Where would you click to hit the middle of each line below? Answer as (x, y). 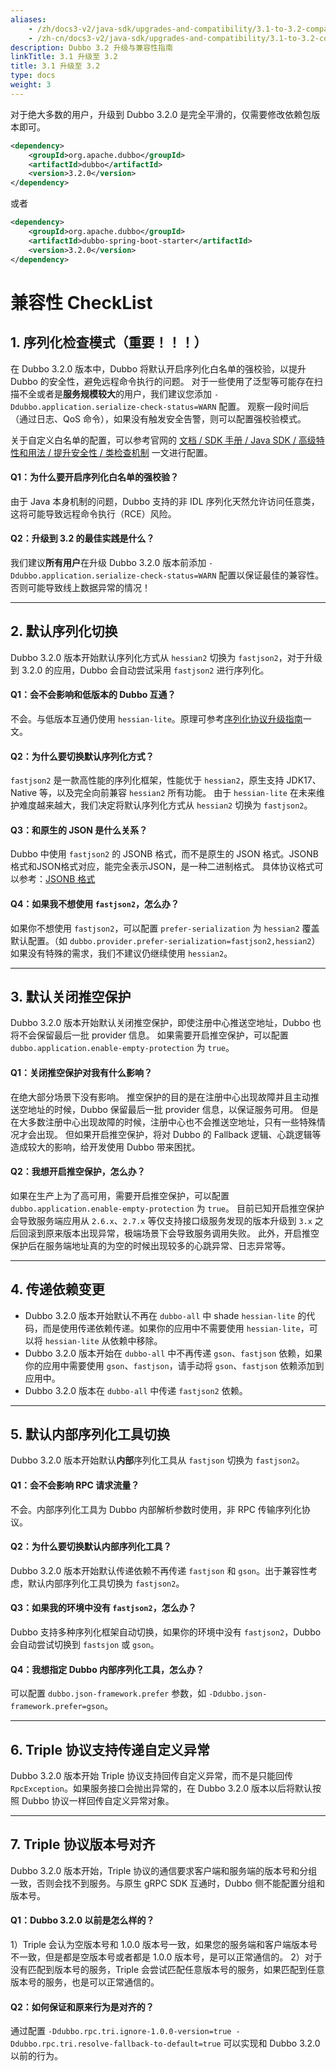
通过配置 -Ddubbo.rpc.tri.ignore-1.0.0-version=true (121, 2031)
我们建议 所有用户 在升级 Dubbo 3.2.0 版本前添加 (108, 562)
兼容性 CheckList (81, 302)
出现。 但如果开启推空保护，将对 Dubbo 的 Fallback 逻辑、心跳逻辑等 (179, 1134)
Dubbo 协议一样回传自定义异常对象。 (98, 1800)
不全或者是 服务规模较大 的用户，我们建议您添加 (115, 393)
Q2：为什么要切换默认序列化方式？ (82, 756)
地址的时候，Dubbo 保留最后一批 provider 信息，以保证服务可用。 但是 (173, 1109)
